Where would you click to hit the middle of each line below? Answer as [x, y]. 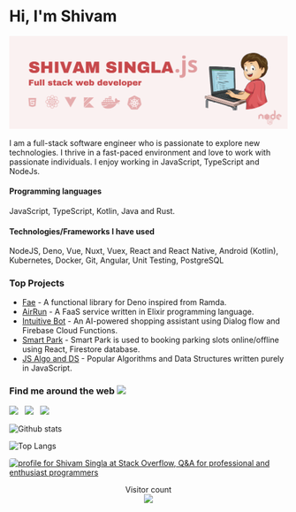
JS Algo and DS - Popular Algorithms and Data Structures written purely [153, 359]
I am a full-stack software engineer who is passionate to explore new [135, 142]
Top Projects [37, 283]
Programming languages [56, 191]
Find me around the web [62, 391]
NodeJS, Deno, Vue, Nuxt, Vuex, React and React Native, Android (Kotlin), [144, 251]
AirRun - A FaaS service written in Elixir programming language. [138, 312]
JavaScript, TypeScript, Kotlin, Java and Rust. [92, 210]
